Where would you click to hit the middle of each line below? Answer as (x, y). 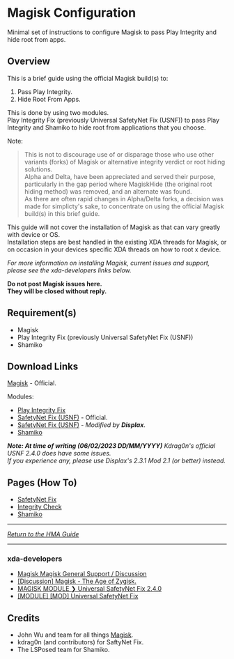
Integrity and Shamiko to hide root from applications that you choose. (107, 127)
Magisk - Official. (32, 383)
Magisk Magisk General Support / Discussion (82, 574)
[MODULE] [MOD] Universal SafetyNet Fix (78, 596)
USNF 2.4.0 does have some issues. (59, 453)
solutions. (38, 169)
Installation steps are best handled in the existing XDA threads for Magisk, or (117, 242)
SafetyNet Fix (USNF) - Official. (62, 418)
